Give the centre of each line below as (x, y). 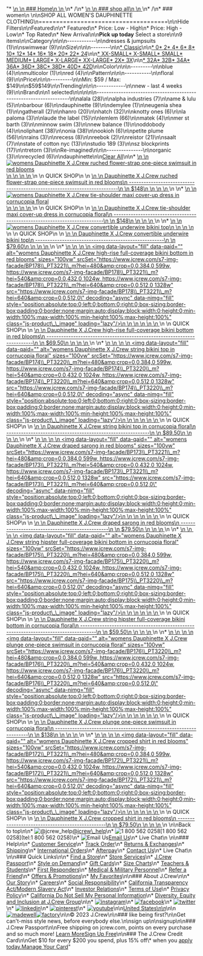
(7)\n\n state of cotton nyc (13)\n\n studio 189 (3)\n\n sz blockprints (88, 144)
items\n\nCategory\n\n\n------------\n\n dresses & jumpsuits (81, 41)
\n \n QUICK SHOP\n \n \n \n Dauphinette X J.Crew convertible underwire (98, 233)
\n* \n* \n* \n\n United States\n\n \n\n (91, 908)
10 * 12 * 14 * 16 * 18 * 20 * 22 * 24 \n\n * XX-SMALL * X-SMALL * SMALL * (95, 54)
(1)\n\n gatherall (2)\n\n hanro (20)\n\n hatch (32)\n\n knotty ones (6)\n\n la (96, 112)
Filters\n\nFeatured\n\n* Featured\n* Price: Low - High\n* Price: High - (94, 28)
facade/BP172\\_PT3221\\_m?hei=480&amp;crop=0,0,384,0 (80, 754)
